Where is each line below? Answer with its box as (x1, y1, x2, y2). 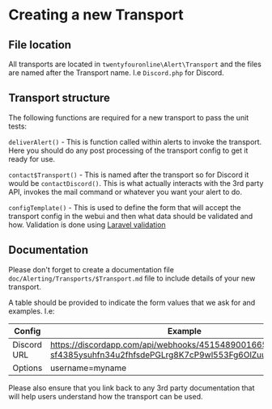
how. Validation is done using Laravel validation (8, 220, 166, 230)
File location (8, 38, 71, 52)
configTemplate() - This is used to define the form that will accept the (8, 202, 241, 212)
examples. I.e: (8, 306, 55, 316)
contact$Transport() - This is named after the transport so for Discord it (8, 170, 249, 179)
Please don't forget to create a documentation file (8, 264, 174, 274)
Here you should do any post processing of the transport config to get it (8, 145, 249, 155)
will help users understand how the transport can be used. (8, 391, 204, 401)
